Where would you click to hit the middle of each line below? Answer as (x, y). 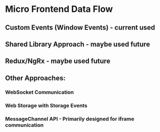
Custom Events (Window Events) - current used (80, 28)
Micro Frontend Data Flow (59, 9)
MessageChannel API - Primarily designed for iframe (70, 119)
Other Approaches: (35, 78)
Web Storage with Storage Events (46, 105)
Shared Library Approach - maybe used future (78, 44)
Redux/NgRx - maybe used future (58, 61)
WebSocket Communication (40, 92)
